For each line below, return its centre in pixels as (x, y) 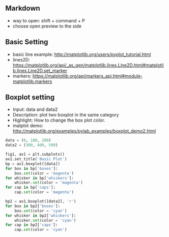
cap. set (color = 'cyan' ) (41, 230)
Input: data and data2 (35, 109)
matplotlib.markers (32, 81)
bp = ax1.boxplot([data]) (33, 164)
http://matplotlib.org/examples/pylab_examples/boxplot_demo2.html (84, 131)
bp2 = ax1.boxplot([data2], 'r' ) (41, 201)
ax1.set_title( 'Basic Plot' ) (36, 159)
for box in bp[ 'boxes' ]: (32, 168)
